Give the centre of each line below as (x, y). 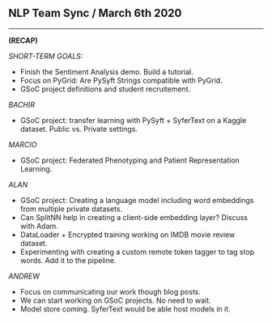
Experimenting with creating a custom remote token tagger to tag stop (137, 252)
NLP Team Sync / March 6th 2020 (95, 13)
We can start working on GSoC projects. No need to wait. (116, 300)
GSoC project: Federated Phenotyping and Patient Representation (130, 160)
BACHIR (21, 104)
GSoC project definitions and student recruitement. (105, 89)
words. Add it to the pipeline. (68, 260)
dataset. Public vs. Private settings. (79, 129)
